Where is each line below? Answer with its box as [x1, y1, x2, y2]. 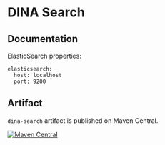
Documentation [7, 33, 79, 45]
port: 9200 [14, 78, 46, 85]
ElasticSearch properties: [7, 51, 82, 60]
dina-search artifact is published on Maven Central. [7, 116, 159, 125]
